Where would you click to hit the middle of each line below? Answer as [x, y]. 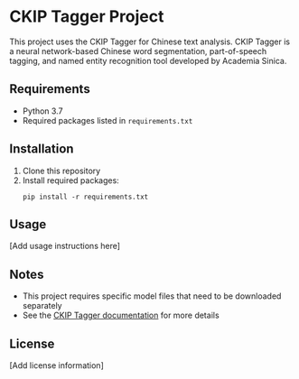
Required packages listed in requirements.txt [107, 120]
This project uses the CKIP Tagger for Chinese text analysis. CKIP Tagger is [150, 42]
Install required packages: [70, 180]
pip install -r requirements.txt [85, 197]
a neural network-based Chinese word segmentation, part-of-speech [138, 51]
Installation [42, 149]
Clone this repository [61, 171]
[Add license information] [56, 365]
